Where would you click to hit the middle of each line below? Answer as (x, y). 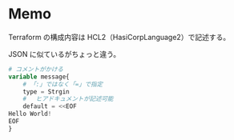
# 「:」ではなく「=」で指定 (63, 84)
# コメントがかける (36, 69)
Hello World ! (30, 114)
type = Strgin (46, 92)
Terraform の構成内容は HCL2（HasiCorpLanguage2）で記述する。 (119, 37)
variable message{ (39, 77)
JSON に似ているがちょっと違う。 (65, 54)
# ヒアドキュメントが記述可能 (68, 99)
